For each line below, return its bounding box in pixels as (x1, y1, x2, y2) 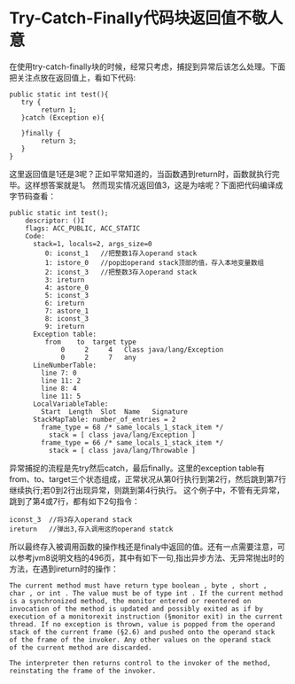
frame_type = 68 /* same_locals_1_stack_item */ (41, 423, 224, 431)
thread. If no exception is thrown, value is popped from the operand (9, 619, 276, 629)
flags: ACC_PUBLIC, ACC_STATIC (25, 223, 141, 233)
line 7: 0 (41, 369, 77, 377)
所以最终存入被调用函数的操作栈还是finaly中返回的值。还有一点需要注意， (9, 541, 278, 552)
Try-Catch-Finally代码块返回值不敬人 (9, 8, 283, 28)
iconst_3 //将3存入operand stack (9, 515, 133, 524)
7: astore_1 (44, 307, 89, 315)
